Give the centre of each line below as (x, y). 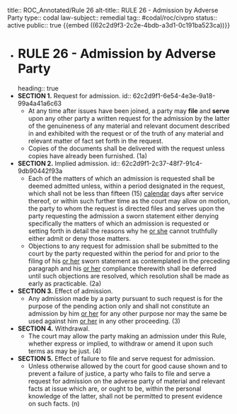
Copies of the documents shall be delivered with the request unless (126, 148)
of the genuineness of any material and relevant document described (129, 126)
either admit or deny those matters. (79, 238)
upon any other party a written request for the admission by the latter (129, 118)
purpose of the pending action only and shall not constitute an (119, 306)
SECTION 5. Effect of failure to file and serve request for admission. (116, 358)
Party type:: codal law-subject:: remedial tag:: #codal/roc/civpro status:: (112, 18)
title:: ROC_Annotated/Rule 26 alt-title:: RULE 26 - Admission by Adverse (113, 10)
